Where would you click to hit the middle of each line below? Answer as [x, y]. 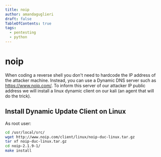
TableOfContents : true [28, 23]
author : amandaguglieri [29, 14]
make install [18, 151]
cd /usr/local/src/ [25, 132]
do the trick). [18, 96]
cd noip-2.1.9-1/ [23, 146]
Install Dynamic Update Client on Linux [66, 111]
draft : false [18, 19]
